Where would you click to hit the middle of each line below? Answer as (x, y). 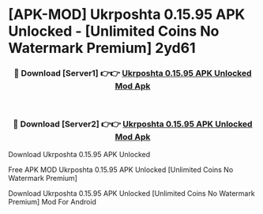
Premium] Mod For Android (53, 201)
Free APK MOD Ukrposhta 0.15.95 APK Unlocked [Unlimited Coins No (121, 169)
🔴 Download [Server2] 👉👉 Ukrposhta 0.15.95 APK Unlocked (133, 124)
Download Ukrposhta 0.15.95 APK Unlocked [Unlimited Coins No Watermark (131, 193)
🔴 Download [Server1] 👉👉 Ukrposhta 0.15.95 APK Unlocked (133, 73)
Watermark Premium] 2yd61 (102, 48)
